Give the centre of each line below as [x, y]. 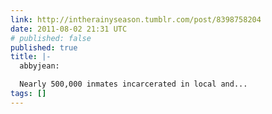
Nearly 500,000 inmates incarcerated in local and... [133, 84]
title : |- [31, 57]
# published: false [51, 38]
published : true [44, 47]
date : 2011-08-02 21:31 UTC [69, 29]
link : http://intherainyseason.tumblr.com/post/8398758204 [136, 19]
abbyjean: [39, 66]
